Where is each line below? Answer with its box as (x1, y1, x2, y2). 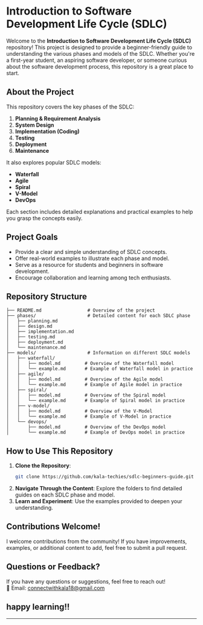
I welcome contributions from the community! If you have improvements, (6, 538, 187, 545)
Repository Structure (6, 291, 88, 301)
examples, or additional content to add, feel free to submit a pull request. (6, 544, 187, 551)
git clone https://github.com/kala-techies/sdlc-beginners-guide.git (14, 474, 195, 480)
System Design (14, 121, 54, 129)
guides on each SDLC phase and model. (14, 491, 115, 498)
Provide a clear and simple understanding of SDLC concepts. (14, 248, 167, 255)
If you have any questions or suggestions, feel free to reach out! (6, 578, 166, 585)
